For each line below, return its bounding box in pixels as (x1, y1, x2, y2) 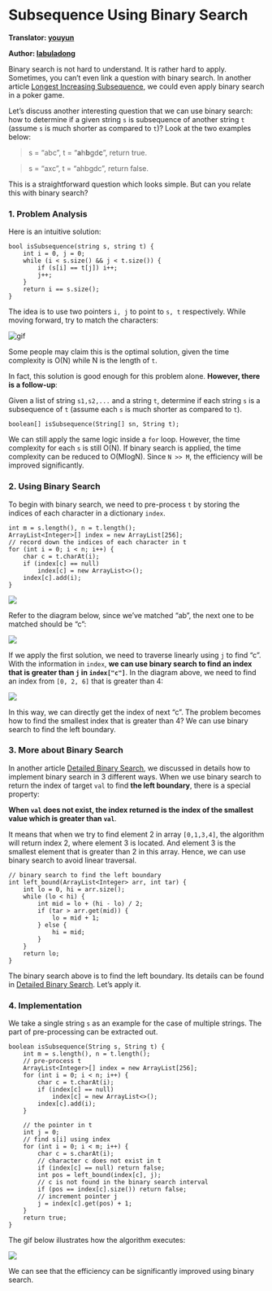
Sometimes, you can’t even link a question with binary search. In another (8, 72, 252, 82)
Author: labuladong (8, 48, 76, 58)
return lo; (23, 949, 60, 958)
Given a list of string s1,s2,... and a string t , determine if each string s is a (8, 396, 261, 406)
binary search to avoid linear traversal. (8, 855, 137, 865)
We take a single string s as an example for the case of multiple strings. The (8, 1018, 262, 1028)
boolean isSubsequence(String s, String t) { (8, 1043, 165, 1052)
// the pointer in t (23, 1122, 93, 1130)
